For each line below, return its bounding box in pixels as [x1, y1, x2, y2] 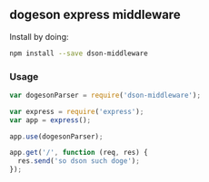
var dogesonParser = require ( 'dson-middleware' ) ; [9, 91, 202, 100]
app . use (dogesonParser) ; [9, 131, 104, 141]
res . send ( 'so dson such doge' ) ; [17, 157, 141, 166]
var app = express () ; [9, 115, 92, 125]
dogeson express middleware [9, 7, 181, 23]
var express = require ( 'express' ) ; [9, 107, 144, 116]
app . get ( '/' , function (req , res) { [9, 148, 148, 158]
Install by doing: [9, 31, 70, 42]
